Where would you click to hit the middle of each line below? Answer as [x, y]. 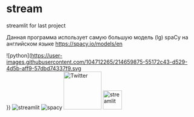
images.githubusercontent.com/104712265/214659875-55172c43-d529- [97, 62]
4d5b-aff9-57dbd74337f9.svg [44, 68]
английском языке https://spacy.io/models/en [65, 44]
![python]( [19, 55]
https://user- [47, 55]
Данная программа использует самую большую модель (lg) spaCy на [97, 37]
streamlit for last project [36, 25]
